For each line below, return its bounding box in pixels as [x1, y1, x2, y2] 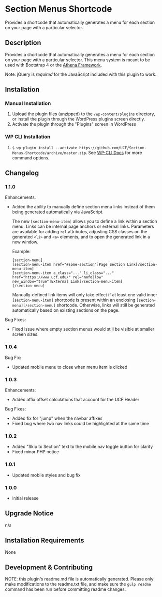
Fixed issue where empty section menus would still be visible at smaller [12, 326, 155, 332]
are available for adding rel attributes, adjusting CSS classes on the [12, 229, 147, 235]
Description [5, 39, 41, 47]
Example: [12, 249, 31, 255]
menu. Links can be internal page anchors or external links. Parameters [12, 223, 154, 229]
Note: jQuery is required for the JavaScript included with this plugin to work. [5, 71, 157, 77]
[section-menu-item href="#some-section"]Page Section [12, 262, 125, 267]
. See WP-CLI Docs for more [86, 150, 142, 155]
